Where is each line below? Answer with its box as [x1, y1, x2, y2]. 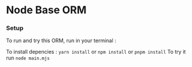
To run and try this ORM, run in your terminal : [6, 37, 116, 44]
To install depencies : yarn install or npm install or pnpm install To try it [6, 49, 186, 55]
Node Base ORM [6, 3, 87, 17]
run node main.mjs [6, 54, 50, 61]
